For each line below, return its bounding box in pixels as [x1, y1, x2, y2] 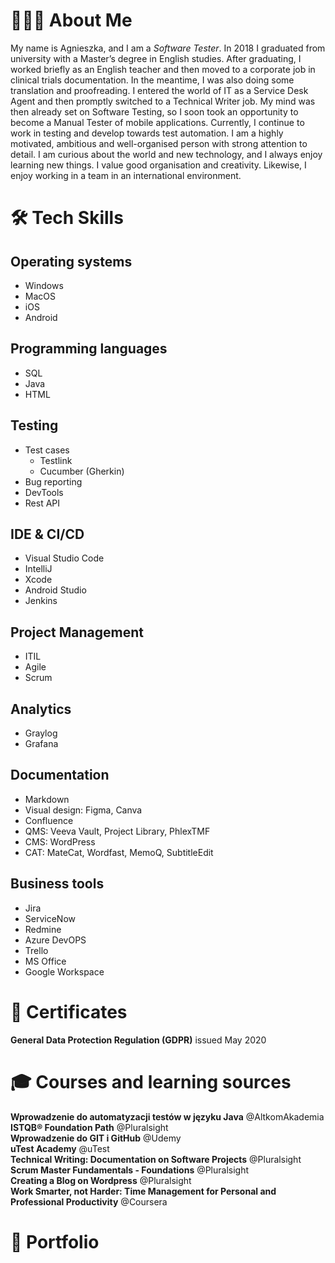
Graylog [24, 727, 58, 739]
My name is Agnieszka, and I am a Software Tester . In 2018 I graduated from [10, 42, 326, 54]
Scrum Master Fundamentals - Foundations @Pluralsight [10, 1164, 250, 1176]
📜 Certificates [10, 1000, 128, 1023]
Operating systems [10, 253, 133, 270]
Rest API [24, 497, 61, 509]
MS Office [24, 955, 67, 967]
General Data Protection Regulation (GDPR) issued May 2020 [10, 1034, 267, 1046]
